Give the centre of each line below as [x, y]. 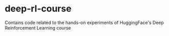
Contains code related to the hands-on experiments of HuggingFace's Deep [84, 22]
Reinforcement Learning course [38, 27]
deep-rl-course [38, 9]
